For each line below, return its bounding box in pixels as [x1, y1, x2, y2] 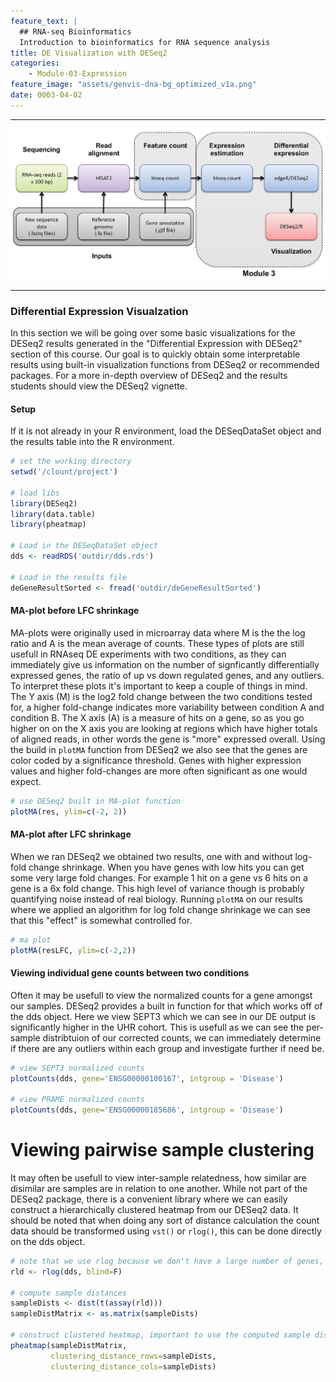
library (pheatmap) [10, 520, 87, 530]
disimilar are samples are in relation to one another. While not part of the [10, 1182, 308, 1194]
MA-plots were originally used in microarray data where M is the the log [10, 626, 306, 639]
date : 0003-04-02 [10, 90, 83, 100]
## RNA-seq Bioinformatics [19, 26, 132, 37]
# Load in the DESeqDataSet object [10, 541, 159, 551]
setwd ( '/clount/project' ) [10, 467, 118, 477]
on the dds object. [10, 1235, 86, 1247]
